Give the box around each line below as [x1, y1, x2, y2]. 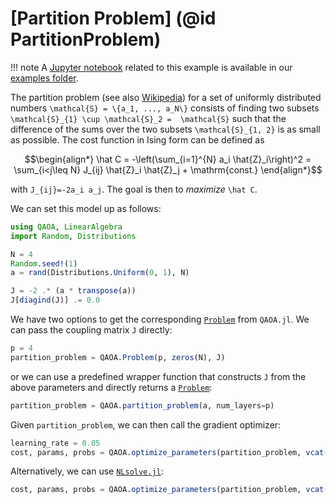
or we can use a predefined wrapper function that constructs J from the [10, 370, 307, 382]
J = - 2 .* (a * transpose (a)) [10, 286, 137, 296]
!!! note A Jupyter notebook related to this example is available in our [10, 61, 293, 73]
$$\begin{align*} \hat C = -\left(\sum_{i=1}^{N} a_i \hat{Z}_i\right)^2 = [24, 153, 312, 165]
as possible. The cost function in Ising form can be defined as [10, 133, 265, 146]
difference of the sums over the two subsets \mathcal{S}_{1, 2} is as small [10, 123, 321, 135]
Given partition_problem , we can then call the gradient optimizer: [10, 418, 282, 431]
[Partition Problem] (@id [10, 7, 217, 30]
